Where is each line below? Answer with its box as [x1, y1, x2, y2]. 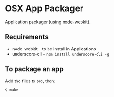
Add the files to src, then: [5, 78, 56, 84]
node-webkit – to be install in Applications [12, 46, 96, 51]
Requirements [5, 33, 49, 41]
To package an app [5, 65, 64, 73]
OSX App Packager [5, 3, 84, 14]
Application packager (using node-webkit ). [5, 19, 91, 25]
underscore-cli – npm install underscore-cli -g [12, 51, 110, 57]
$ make [5, 87, 18, 92]
